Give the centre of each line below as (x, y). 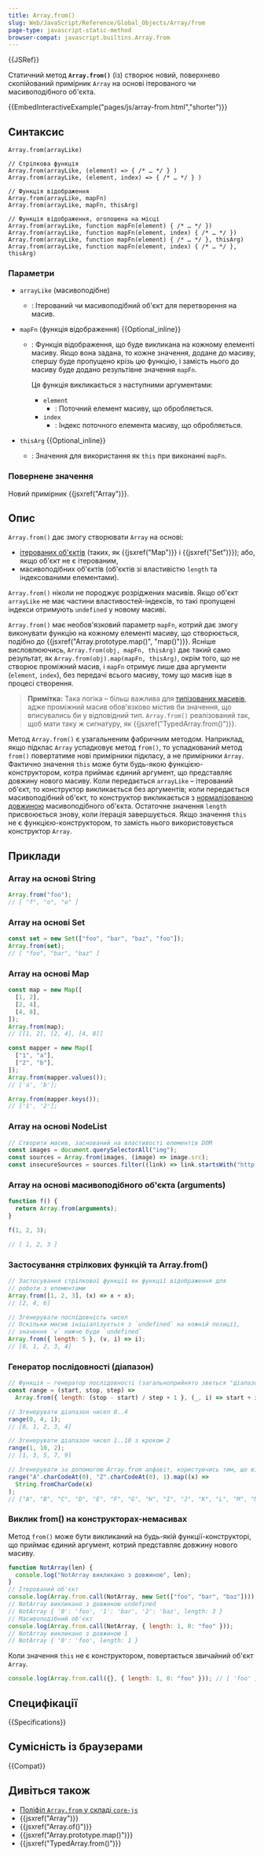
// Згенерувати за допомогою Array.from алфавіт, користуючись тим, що (128, 1470)
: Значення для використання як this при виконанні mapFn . (129, 456)
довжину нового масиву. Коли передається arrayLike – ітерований (121, 781)
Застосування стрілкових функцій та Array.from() (108, 1264)
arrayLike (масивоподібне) (64, 290)
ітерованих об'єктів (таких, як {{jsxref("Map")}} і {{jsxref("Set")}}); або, (137, 552)
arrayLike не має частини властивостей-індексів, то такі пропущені (122, 601)
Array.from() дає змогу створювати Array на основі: (96, 537)
